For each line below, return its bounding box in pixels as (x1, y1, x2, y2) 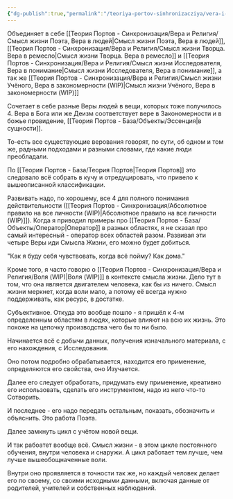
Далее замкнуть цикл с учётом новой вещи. (7, 427, 139, 435)
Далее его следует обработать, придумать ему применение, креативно (7, 378, 222, 386)
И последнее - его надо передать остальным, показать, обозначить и (7, 406, 215, 414)
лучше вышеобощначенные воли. (7, 455, 107, 464)
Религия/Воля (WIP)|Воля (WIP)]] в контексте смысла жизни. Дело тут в (7, 272, 221, 281)
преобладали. (7, 152, 49, 161)
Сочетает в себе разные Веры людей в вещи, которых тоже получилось (7, 101, 222, 110)
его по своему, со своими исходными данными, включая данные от (7, 476, 210, 484)
